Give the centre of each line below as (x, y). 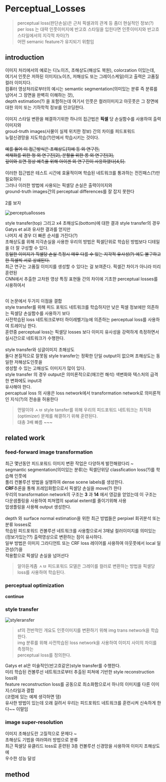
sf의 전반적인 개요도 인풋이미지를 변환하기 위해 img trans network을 (83, 630)
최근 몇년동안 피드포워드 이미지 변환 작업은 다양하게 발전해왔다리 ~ (69, 463)
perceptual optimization (35, 586)
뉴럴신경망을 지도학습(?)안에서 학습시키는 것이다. (52, 137)
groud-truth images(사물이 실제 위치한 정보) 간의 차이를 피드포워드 (70, 131)
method (17, 774)
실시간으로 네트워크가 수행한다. (35, 338)
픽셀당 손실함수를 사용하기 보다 (40, 313)
